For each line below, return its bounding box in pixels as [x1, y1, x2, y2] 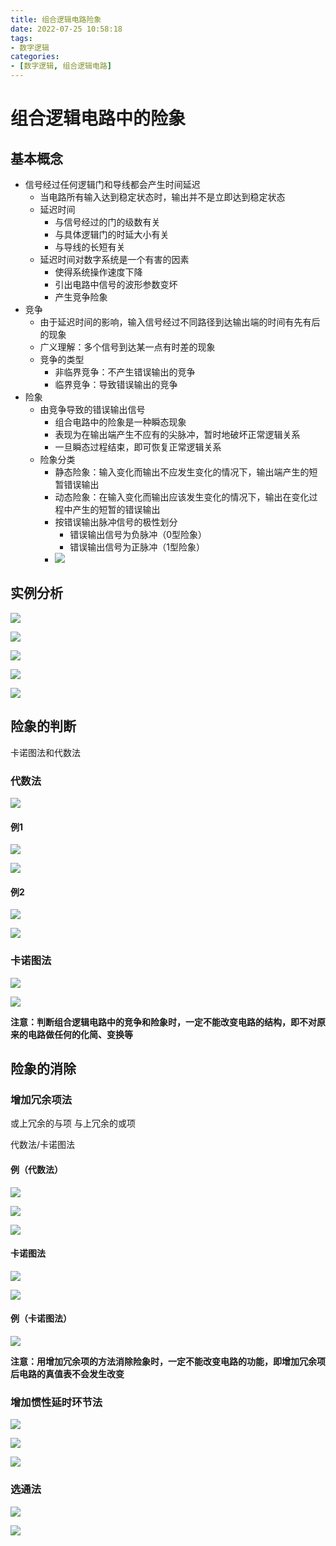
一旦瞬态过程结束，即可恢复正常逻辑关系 [54, 441, 222, 453]
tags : [10, 33, 33, 43]
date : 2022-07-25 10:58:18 [10, 24, 123, 34]
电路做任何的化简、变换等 [27, 1028, 133, 1040]
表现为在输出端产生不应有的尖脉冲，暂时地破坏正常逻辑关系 [54, 429, 301, 440]
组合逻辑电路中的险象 [10, 107, 187, 130]
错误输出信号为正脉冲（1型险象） [69, 541, 205, 553]
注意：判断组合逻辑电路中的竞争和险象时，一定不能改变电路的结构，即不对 [10, 1016, 317, 1028]
